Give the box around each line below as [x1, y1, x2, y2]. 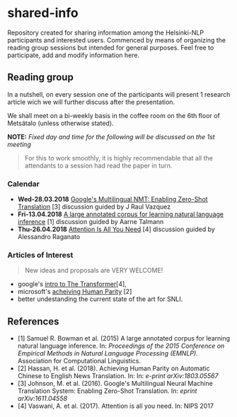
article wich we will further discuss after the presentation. [7, 98, 175, 106]
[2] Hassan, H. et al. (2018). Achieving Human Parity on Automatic [17, 364, 210, 372]
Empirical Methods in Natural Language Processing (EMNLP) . [17, 349, 198, 358]
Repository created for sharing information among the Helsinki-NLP [7, 28, 204, 37]
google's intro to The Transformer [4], [17, 280, 127, 288]
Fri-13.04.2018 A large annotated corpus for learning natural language [17, 210, 224, 218]
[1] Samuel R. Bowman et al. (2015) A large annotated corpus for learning [17, 334, 231, 343]
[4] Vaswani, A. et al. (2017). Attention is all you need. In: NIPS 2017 [17, 401, 214, 411]
